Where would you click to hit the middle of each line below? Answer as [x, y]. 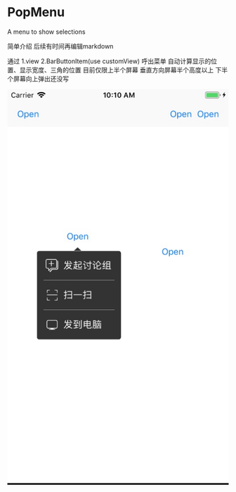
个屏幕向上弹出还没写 [38, 79]
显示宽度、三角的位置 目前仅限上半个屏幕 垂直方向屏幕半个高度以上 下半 [124, 70]
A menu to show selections [46, 32]
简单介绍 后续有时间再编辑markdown [60, 46]
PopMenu [36, 12]
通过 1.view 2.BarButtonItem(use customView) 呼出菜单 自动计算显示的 [109, 61]
